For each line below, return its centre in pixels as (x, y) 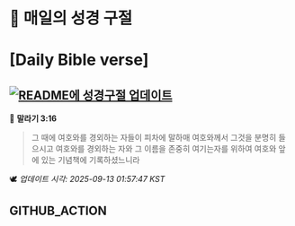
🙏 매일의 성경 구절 (71, 18)
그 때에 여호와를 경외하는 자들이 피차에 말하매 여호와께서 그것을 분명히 (154, 138)
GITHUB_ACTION (58, 210)
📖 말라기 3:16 (33, 118)
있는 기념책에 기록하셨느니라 (90, 160)
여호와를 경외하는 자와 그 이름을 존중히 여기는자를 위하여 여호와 (166, 149)
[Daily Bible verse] (79, 60)
